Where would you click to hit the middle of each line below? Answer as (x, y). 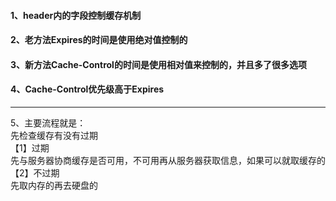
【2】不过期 (35, 172)
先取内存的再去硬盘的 (54, 185)
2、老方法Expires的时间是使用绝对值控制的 (99, 40)
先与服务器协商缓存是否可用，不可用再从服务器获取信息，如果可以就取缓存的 (168, 160)
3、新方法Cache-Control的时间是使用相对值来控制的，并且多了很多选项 (158, 64)
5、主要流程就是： (48, 122)
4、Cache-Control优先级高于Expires (87, 89)
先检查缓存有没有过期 (54, 135)
